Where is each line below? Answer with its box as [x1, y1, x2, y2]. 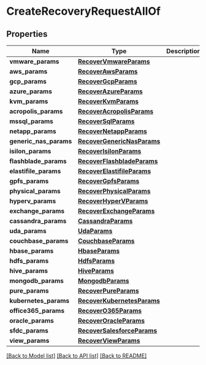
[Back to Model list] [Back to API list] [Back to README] [6, 352, 147, 359]
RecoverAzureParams [77, 87, 143, 96]
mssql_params [9, 117, 54, 125]
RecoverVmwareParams [77, 57, 150, 66]
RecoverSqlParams [77, 117, 135, 125]
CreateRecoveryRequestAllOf [6, 4, 161, 18]
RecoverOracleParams [77, 317, 145, 325]
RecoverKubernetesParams [77, 296, 161, 305]
